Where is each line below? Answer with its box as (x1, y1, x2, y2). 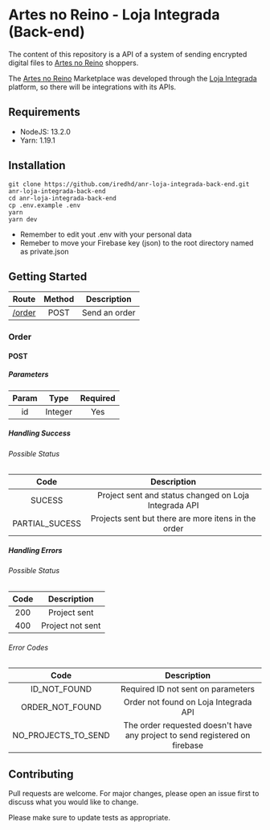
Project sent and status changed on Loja (97, 489, 250, 501)
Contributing (8, 767, 74, 781)
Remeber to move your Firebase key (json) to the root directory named (19, 237, 254, 247)
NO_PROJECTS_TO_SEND (12, 730, 110, 741)
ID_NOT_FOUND (31, 683, 92, 695)
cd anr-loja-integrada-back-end (8, 194, 117, 202)
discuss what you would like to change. (8, 797, 139, 807)
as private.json (19, 246, 70, 256)
